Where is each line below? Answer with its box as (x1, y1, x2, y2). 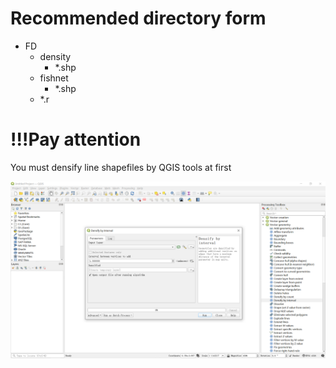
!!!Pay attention (10, 128, 142, 151)
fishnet (39, 72, 69, 84)
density (39, 50, 72, 62)
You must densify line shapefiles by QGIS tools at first (10, 161, 232, 173)
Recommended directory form (10, 7, 267, 30)
